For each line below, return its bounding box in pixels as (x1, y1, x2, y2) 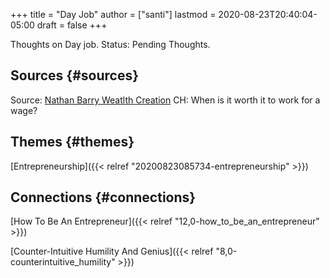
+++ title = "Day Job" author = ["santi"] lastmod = (10, 9, 217, 20)
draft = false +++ (36, 19, 108, 31)
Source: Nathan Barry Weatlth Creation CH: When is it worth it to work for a (10, 94, 321, 106)
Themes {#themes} (10, 134, 135, 151)
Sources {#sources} (10, 67, 140, 84)
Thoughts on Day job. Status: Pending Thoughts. (10, 39, 211, 50)
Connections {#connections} (10, 189, 197, 206)
